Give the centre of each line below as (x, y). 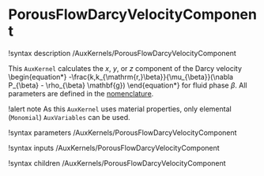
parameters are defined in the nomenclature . (81, 93)
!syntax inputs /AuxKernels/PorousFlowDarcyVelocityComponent (114, 148)
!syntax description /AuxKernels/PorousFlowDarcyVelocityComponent (123, 53)
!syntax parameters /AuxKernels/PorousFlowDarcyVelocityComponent (123, 133)
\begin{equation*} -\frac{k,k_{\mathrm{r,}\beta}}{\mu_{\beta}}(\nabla (121, 77)
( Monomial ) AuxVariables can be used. (69, 117)
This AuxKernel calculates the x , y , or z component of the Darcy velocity (125, 68)
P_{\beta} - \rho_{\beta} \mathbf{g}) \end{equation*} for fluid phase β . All (128, 85)
